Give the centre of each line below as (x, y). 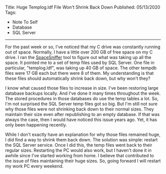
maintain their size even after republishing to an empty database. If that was (82, 114)
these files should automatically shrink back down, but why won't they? (78, 78)
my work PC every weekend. (34, 166)
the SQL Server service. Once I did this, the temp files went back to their (79, 145)
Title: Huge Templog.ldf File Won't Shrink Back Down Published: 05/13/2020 (83, 7)
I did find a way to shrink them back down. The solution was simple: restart (82, 140)
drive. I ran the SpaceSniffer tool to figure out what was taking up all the (78, 57)
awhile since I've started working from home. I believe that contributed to (80, 155)
